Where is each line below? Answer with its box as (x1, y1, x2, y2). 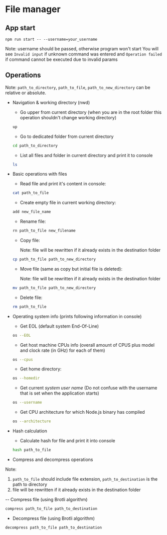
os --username (12, 400, 42, 405)
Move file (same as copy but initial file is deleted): (20, 266, 123, 272)
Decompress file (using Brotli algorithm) (12, 515, 95, 521)
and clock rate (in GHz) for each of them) (20, 347, 105, 353)
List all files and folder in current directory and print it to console (20, 152, 153, 158)
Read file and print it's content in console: (20, 181, 106, 187)
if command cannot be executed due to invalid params (5, 56, 118, 62)
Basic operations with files (12, 171, 67, 177)
